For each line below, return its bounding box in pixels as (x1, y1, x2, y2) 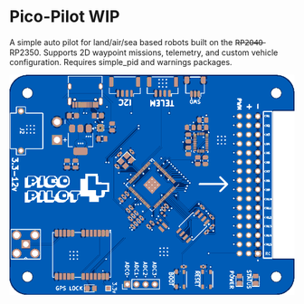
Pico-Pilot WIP (9, 6, 120, 27)
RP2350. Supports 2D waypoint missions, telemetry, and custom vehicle (9, 47, 279, 58)
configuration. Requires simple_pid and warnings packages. (9, 56, 233, 67)
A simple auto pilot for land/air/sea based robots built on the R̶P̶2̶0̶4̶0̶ (9, 36, 263, 47)
